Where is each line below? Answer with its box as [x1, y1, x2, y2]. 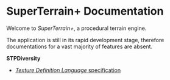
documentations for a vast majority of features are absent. [6, 43, 153, 50]
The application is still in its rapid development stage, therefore [6, 36, 165, 43]
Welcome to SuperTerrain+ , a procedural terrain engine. [6, 24, 147, 32]
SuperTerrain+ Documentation [6, 4, 164, 18]
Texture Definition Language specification [15, 66, 121, 74]
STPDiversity [6, 54, 41, 62]
